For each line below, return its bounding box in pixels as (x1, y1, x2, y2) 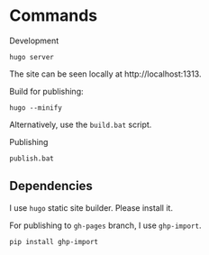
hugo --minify (9, 103, 63, 113)
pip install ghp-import (9, 237, 99, 246)
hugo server (9, 52, 54, 61)
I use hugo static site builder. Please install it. (9, 202, 174, 213)
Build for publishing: (9, 86, 84, 96)
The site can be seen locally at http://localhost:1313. (9, 68, 202, 79)
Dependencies (9, 178, 93, 194)
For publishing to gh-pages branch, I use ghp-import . (9, 220, 202, 231)
